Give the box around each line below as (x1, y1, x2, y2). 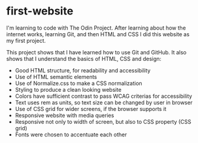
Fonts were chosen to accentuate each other (15, 131, 127, 138)
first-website (6, 4, 74, 18)
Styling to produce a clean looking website (15, 86, 122, 93)
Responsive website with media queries (15, 112, 114, 119)
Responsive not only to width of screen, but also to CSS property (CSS (15, 118, 192, 125)
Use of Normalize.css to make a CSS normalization (15, 80, 142, 87)
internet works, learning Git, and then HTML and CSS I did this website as (6, 30, 190, 37)
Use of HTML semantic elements (15, 73, 97, 80)
